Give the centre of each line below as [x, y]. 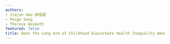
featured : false [22, 29]
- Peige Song [19, 19]
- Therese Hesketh [25, 24]
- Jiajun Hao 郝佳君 [26, 15]
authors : [14, 10]
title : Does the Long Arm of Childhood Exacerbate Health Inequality [80, 33]
